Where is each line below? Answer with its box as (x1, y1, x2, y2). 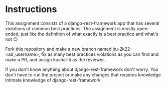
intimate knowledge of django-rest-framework (5, 77, 101, 83)
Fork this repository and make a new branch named (5, 46, 112, 52)
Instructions (5, 4, 57, 15)
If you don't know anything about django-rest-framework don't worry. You (5, 66, 159, 72)
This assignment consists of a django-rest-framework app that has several (5, 20, 159, 26)
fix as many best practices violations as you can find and (41, 51, 159, 57)
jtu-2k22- (112, 46, 132, 52)
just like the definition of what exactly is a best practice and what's (21, 31, 159, 37)
